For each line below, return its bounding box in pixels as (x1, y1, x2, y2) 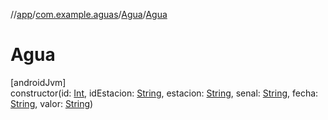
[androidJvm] (10, 76, 67, 88)
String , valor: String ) (10, 97, 94, 109)
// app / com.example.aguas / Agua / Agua (10, 9, 168, 20)
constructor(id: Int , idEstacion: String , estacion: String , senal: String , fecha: (10, 87, 319, 99)
